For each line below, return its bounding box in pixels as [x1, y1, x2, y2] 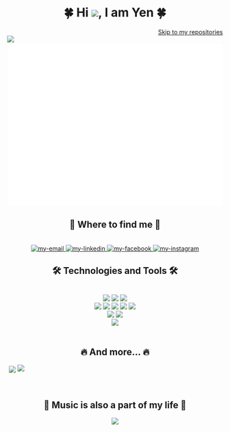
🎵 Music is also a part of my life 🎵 [43, 399, 187, 411]
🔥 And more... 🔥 [80, 346, 150, 357]
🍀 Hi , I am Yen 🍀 [64, 5, 166, 21]
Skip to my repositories [157, 27, 223, 36]
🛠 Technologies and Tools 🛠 [52, 265, 178, 277]
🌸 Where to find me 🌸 [69, 219, 161, 231]
